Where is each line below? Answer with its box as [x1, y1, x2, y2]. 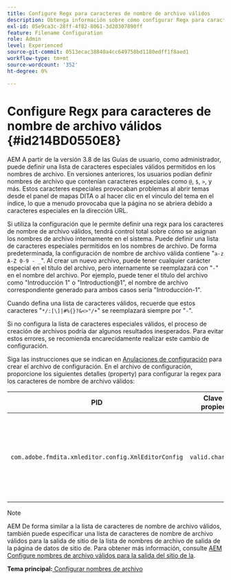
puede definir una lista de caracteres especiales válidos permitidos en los [7, 163, 216, 171]
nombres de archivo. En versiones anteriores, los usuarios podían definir [7, 170, 212, 178]
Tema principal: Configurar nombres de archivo [7, 565, 143, 573]
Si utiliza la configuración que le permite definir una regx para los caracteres [7, 220, 224, 228]
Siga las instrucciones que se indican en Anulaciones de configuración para [7, 355, 222, 364]
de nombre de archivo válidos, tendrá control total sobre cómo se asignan [7, 227, 217, 236]
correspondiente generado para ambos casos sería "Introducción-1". [7, 286, 202, 294]
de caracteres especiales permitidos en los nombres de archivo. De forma [7, 242, 217, 250]
